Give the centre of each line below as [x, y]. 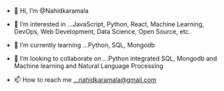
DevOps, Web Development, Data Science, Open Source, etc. [102, 32]
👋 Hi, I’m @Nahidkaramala [51, 11]
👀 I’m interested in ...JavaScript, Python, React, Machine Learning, [109, 24]
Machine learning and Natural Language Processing [89, 66]
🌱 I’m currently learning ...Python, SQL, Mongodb [84, 45]
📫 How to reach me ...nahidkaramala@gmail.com [85, 80]
